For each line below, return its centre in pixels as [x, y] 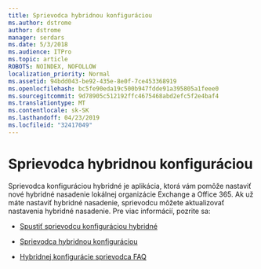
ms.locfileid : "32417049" [50, 125]
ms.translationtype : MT [47, 103]
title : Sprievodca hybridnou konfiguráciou [80, 15]
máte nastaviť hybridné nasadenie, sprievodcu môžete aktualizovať [116, 202]
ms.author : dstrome [40, 23]
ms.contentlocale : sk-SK [49, 111]
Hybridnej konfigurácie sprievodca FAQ [83, 256]
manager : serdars [36, 37]
